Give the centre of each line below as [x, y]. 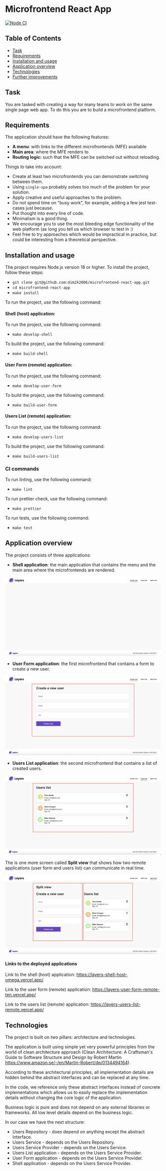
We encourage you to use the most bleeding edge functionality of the [83, 224]
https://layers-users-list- [116, 1004]
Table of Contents [33, 38]
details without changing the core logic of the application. [64, 1098]
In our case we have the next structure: [45, 1122]
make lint [22, 490]
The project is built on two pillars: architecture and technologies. [71, 1037]
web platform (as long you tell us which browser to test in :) [73, 229]
